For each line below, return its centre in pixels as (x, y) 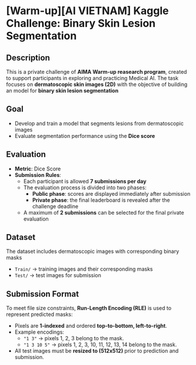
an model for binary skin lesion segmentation (62, 91)
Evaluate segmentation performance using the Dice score (85, 136)
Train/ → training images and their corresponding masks (84, 269)
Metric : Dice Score (38, 169)
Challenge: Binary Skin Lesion (81, 23)
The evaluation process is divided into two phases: (85, 188)
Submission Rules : (38, 175)
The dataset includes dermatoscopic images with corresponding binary (93, 251)
